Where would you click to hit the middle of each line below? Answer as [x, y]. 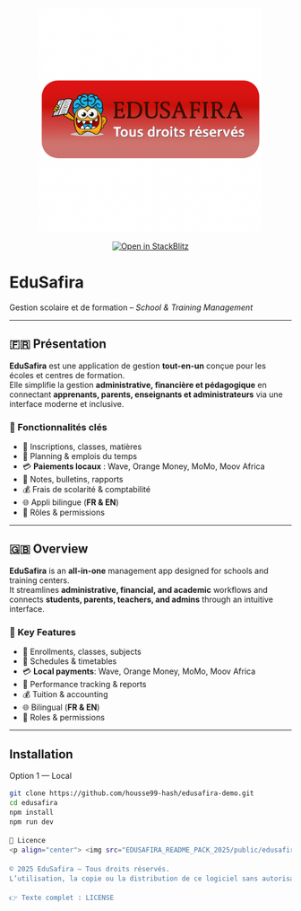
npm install [31, 812]
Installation [41, 754]
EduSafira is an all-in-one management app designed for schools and [139, 570]
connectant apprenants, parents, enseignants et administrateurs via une [146, 394]
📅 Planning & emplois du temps [79, 456]
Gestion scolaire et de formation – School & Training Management [131, 307]
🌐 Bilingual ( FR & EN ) [61, 707]
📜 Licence [28, 841]
